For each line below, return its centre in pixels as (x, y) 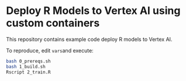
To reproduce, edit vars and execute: (50, 50)
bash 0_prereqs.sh (28, 61)
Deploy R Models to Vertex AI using (93, 11)
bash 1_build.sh (26, 66)
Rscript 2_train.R (28, 72)
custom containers (53, 23)
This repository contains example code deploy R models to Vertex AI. (89, 39)
